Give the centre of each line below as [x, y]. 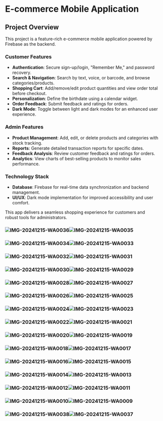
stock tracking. [27, 143]
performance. [26, 164]
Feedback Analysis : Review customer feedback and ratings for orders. [83, 153]
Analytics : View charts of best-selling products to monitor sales [77, 158]
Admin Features [24, 127]
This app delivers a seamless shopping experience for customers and [75, 212]
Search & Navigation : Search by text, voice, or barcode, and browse [81, 78]
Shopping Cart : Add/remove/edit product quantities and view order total [85, 88]
